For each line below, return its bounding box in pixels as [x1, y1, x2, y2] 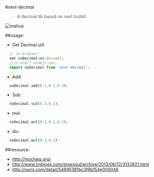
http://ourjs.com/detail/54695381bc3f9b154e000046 [12, 167, 119, 172]
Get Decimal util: [12, 42, 45, 48]
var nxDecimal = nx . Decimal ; [9, 56, 64, 60]
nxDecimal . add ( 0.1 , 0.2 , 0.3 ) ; [9, 83, 68, 88]
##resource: [5, 147, 30, 153]
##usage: [5, 33, 24, 38]
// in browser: [9, 51, 40, 56]
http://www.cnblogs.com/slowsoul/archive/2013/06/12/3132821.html [12, 161, 149, 167]
